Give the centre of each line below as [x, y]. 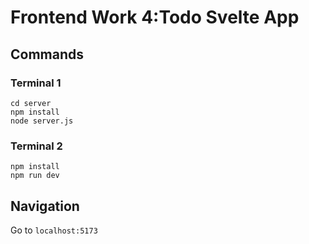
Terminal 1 [36, 83]
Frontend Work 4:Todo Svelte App [155, 17]
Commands [47, 54]
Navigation [45, 206]
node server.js [42, 121]
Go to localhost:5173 [54, 230]
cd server [31, 103]
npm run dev [35, 176]
